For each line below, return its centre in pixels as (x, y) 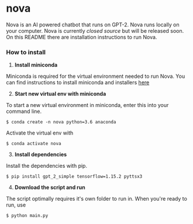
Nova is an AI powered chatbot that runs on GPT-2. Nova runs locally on (93, 25)
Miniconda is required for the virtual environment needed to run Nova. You (96, 76)
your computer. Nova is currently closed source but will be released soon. (95, 30)
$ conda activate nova (34, 144)
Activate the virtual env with (40, 133)
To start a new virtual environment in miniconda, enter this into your (87, 105)
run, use (16, 205)
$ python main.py (27, 216)
